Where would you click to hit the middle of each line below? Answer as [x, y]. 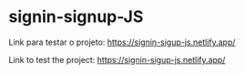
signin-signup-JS [76, 17]
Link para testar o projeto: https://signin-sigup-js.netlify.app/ [122, 42]
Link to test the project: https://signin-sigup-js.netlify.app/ [117, 59]
